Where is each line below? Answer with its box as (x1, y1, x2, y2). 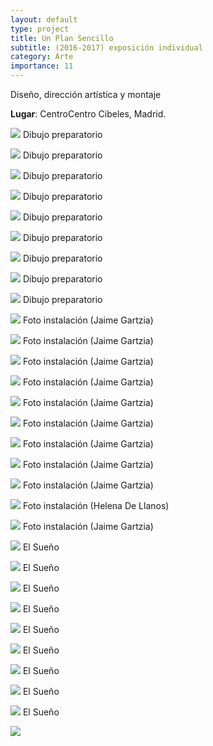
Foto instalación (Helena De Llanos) (22, 500, 170, 511)
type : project (10, 24, 70, 34)
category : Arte (10, 52, 74, 62)
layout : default (10, 14, 78, 25)
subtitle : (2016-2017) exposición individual (10, 42, 203, 53)
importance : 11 (10, 61, 74, 71)
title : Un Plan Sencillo (10, 33, 114, 43)
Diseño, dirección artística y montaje (10, 89, 162, 100)
